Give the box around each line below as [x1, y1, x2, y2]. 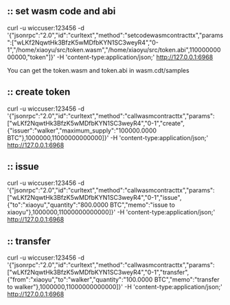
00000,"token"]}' [7, 53, 56, 61]
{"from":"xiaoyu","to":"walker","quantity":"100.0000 [7, 275, 153, 284]
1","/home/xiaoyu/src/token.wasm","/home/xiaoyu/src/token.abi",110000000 [7, 45, 221, 54]
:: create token [7, 86, 71, 98]
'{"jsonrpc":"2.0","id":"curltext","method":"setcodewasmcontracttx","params [7, 31, 224, 39]
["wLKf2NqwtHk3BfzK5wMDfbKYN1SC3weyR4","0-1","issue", [7, 194, 182, 202]
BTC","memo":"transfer [154, 275, 220, 284]
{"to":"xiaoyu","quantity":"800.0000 [7, 201, 108, 209]
